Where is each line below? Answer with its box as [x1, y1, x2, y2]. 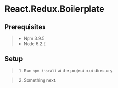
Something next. [23, 77, 57, 83]
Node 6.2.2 [23, 41, 46, 47]
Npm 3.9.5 [23, 35, 44, 41]
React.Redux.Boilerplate [4, 3, 105, 15]
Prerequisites [4, 23, 46, 31]
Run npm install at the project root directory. [23, 68, 114, 73]
